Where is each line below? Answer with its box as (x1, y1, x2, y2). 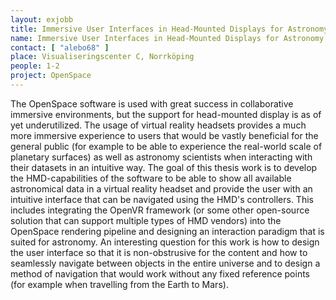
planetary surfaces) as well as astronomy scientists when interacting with (10, 151, 313, 163)
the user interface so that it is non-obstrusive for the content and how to (10, 246, 308, 258)
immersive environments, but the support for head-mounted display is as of (10, 108, 322, 120)
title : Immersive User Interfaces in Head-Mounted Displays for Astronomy (10, 24, 329, 34)
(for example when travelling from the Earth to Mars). (10, 278, 229, 290)
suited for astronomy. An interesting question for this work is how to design (10, 236, 320, 248)
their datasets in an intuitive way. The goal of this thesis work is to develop (10, 161, 318, 173)
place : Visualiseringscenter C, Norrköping (10, 52, 195, 62)
